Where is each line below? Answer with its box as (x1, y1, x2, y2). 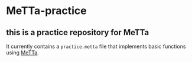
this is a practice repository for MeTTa (6, 27, 149, 37)
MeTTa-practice (6, 4, 87, 18)
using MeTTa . (6, 49, 40, 56)
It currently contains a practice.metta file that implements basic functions (6, 43, 186, 50)
